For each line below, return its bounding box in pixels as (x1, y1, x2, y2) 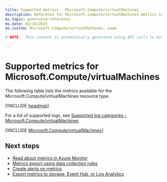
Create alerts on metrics (12, 166, 62, 172)
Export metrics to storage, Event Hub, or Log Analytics (12, 171, 124, 177)
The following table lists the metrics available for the (5, 88, 112, 94)
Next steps (5, 142, 40, 150)
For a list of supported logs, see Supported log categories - (5, 112, 127, 118)
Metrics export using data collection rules (12, 160, 98, 166)
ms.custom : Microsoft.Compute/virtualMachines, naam (5, 26, 117, 31)
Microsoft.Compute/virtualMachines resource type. (5, 93, 110, 99)
